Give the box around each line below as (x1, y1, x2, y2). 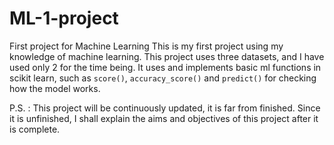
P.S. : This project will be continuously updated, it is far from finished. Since (9, 102, 321, 114)
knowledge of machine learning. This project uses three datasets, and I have (9, 50, 325, 62)
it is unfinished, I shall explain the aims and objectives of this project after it (9, 112, 319, 124)
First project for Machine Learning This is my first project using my (9, 40, 284, 52)
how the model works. (9, 82, 101, 94)
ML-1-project (9, 7, 119, 30)
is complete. (9, 123, 61, 135)
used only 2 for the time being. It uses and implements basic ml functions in (9, 61, 322, 73)
